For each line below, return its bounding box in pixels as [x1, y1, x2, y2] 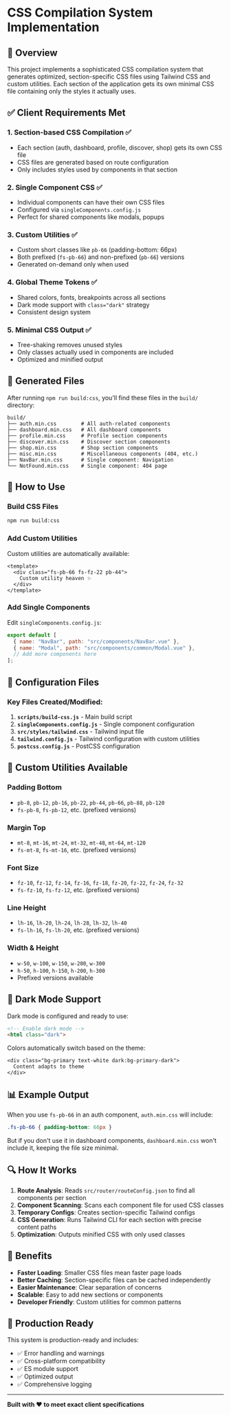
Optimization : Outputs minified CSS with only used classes [16, 1230, 186, 1238]
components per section [16, 1193, 87, 1201]
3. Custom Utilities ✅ [7, 229, 78, 239]
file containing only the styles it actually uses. [7, 87, 136, 95]
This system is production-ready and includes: [7, 1336, 139, 1344]
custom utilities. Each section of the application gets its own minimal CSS [7, 80, 214, 87]
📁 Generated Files [7, 375, 85, 387]
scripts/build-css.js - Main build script [16, 712, 133, 721]
